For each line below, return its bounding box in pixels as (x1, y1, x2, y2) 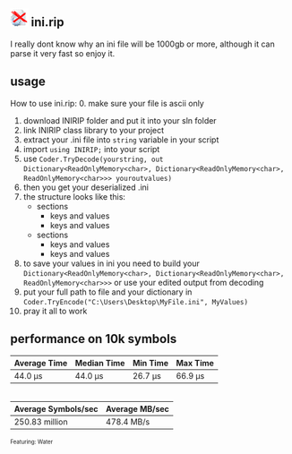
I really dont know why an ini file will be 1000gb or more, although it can (10, 39, 276, 49)
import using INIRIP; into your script (22, 143, 160, 154)
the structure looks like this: (22, 191, 126, 201)
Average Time (13, 357, 68, 368)
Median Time (74, 357, 125, 368)
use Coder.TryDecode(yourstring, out (22, 153, 164, 164)
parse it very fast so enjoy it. (10, 47, 116, 58)
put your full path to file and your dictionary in (22, 287, 193, 297)
